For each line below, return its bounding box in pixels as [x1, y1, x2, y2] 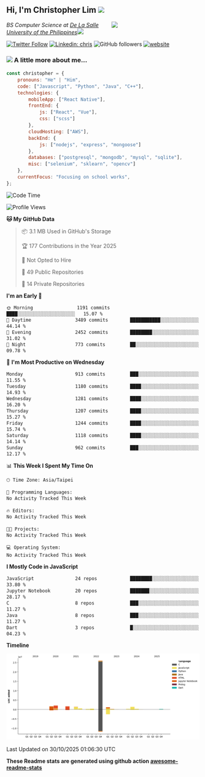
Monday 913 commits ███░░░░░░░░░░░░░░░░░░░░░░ [6, 371, 199, 377]
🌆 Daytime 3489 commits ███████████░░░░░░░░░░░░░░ [6, 317, 199, 323]
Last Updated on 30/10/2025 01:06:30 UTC [6, 746, 115, 753]
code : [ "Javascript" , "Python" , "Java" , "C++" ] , [17, 83, 144, 90]
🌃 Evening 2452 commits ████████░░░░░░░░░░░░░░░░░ [6, 329, 199, 335]
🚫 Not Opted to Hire [21, 256, 72, 263]
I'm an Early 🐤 [6, 292, 42, 300]
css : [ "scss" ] [39, 116, 75, 122]
